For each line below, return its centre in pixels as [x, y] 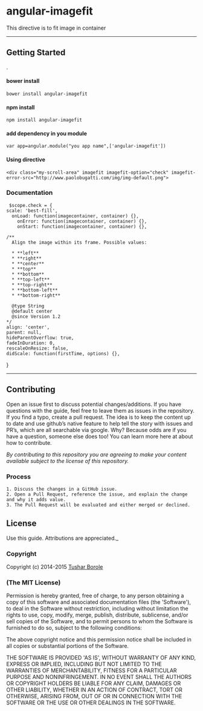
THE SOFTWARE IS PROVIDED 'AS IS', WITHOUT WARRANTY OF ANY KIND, [101, 658]
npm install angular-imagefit [44, 120]
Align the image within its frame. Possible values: [79, 242]
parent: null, [24, 332]
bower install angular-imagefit [47, 94]
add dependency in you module [47, 133]
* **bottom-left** [35, 290]
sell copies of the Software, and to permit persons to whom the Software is [100, 621]
